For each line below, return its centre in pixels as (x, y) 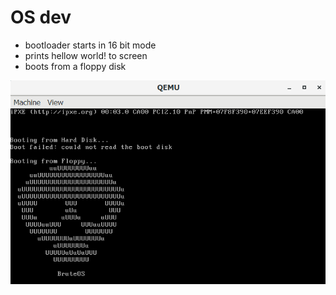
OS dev (41, 17)
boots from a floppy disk (75, 66)
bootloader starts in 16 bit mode (90, 45)
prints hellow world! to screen (86, 55)
